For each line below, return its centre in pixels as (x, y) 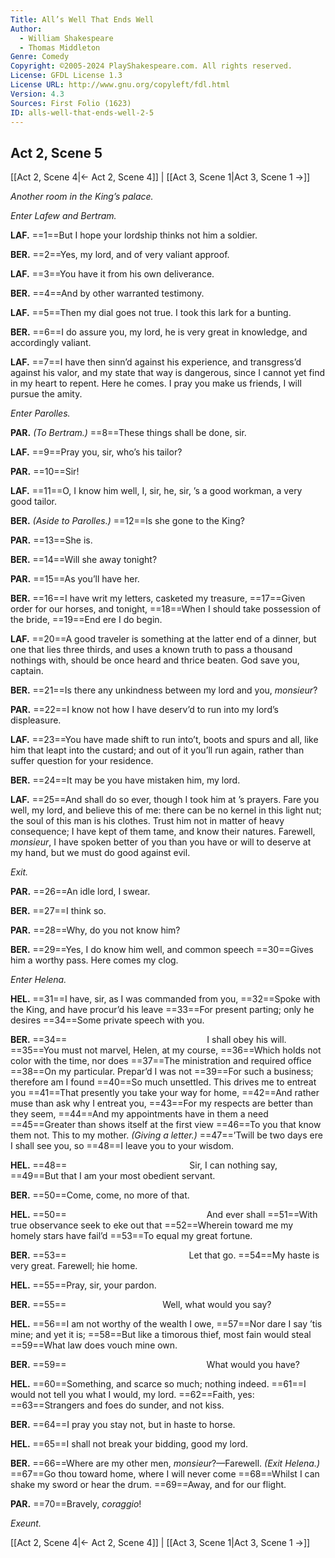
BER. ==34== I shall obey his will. (148, 1040)
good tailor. (33, 502)
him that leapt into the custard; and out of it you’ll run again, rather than (157, 750)
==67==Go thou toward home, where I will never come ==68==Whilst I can (165, 1474)
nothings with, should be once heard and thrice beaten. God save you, (155, 660)
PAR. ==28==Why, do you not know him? (95, 930)
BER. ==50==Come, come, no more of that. (100, 1195)
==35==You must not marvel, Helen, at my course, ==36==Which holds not (166, 1050)
